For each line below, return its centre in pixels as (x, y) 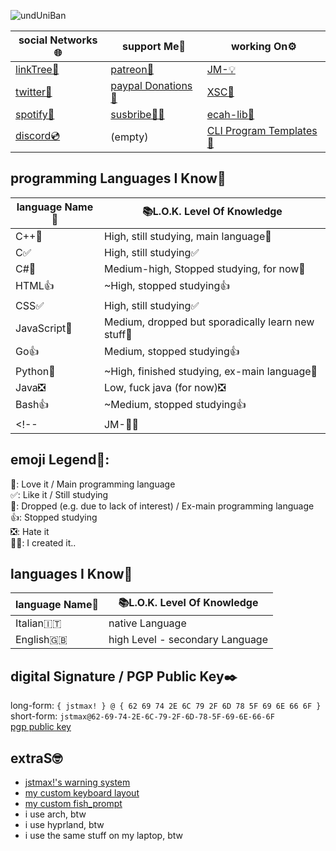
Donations (168, 85)
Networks (73, 40)
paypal (126, 85)
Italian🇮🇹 (38, 623)
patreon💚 (132, 69)
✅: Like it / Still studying (59, 494)
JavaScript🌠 (44, 328)
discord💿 (38, 135)
